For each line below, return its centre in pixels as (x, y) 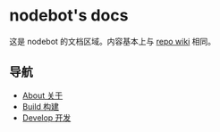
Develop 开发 (47, 118)
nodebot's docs (69, 16)
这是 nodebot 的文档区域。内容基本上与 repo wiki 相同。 (113, 41)
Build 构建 (41, 106)
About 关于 (42, 95)
